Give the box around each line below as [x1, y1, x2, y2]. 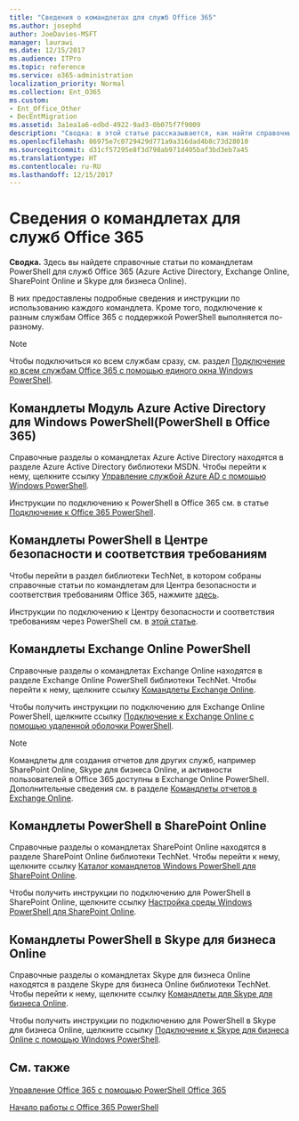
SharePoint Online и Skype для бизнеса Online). [9, 276, 187, 286]
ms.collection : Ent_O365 [9, 87, 101, 96]
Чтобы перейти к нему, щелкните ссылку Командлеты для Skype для [9, 988, 273, 999]
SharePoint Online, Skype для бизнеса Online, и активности [9, 764, 232, 775]
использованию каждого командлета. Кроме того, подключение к [9, 302, 263, 313]
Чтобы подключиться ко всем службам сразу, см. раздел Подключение [9, 356, 286, 367]
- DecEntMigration [9, 112, 77, 121]
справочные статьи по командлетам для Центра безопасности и [9, 579, 256, 590]
